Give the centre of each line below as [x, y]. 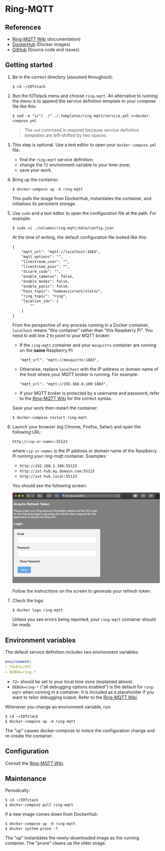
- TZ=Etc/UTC [18, 667]
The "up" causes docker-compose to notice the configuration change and [80, 730]
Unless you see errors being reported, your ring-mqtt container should [84, 619]
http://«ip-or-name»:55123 [40, 442]
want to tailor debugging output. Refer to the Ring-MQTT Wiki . [75, 697]
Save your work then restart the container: [55, 408]
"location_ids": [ [40, 301]
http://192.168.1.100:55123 [48, 466]
